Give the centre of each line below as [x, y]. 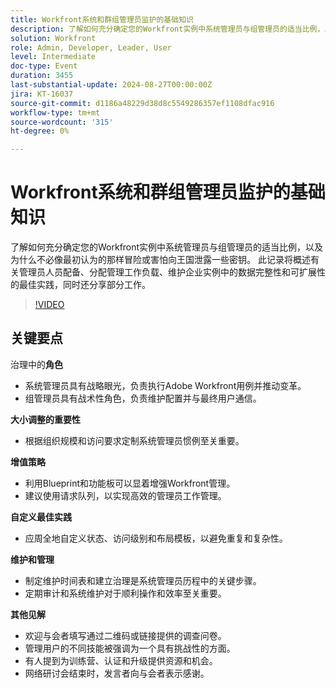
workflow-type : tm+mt [55, 112]
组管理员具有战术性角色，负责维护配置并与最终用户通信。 [143, 398]
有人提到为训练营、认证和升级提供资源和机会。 [121, 660]
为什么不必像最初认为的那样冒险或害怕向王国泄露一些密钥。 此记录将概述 [160, 260]
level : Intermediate [53, 57]
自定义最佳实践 [41, 517]
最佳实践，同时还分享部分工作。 [84, 285]
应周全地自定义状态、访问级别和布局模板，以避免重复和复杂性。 [156, 538]
